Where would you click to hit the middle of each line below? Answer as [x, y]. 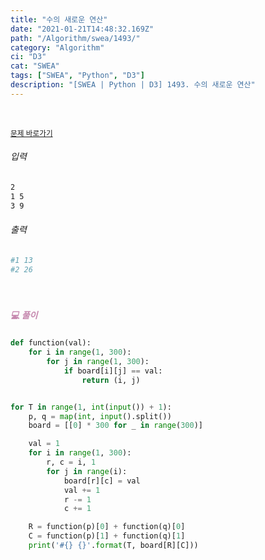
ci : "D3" [28, 57]
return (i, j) [111, 380]
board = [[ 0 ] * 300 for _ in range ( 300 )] [115, 426]
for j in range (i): [87, 471]
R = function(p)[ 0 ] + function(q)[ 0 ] [107, 527]
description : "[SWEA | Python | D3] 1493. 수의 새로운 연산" [133, 85]
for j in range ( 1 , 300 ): [98, 362]
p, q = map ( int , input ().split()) [100, 416]
